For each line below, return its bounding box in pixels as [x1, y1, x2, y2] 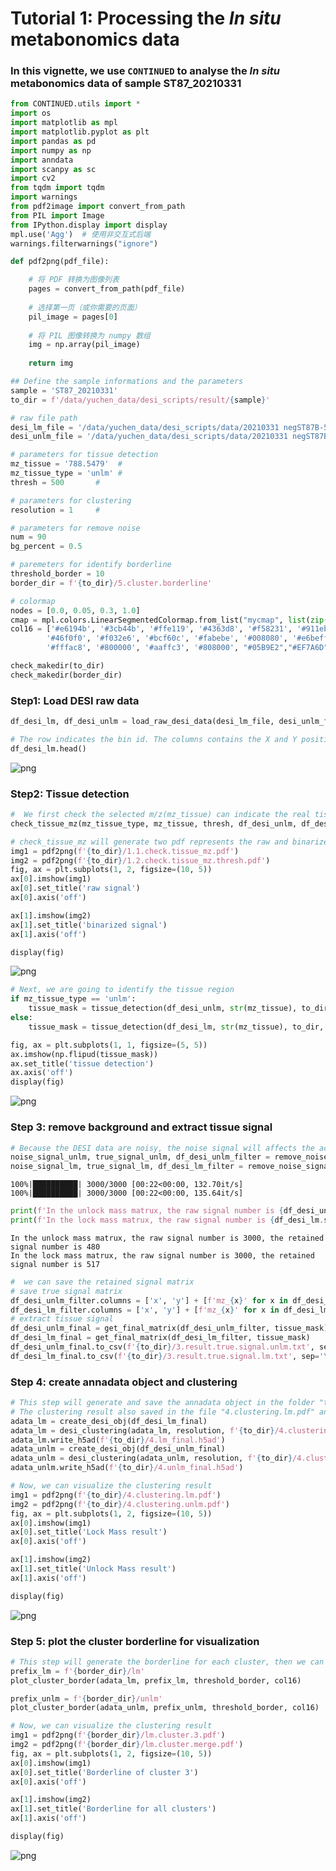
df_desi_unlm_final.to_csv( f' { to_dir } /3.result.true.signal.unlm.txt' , [10, 1342, 315, 1352]
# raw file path [10, 413, 78, 423]
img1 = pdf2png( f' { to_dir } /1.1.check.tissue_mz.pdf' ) [10, 846, 240, 856]
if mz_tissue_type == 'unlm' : [10, 994, 137, 1004]
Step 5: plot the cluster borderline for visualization [10, 1634, 260, 1648]
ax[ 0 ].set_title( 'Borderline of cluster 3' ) [10, 1767, 199, 1777]
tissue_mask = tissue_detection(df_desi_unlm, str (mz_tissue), [28, 1003, 298, 1014]
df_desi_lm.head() [10, 743, 87, 754]
